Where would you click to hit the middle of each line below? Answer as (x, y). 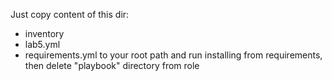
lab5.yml (42, 44)
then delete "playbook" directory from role (112, 65)
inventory (44, 33)
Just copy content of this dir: (70, 14)
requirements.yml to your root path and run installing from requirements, (173, 55)
